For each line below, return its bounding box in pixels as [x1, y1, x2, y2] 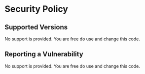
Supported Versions [4, 23, 68, 31]
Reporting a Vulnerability [4, 50, 83, 58]
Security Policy [4, 3, 69, 15]
